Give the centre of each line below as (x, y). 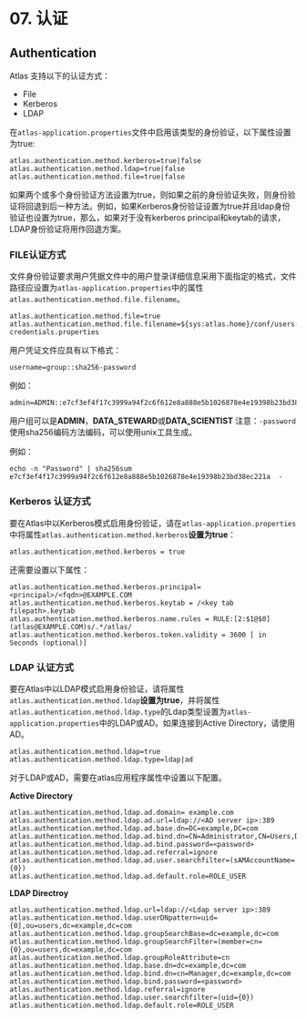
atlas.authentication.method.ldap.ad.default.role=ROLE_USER (128, 876)
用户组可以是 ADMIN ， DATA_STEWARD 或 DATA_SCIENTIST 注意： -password (153, 421)
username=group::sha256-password (73, 368)
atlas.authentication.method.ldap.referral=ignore (107, 989)
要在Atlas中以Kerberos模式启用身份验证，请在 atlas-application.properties (153, 523)
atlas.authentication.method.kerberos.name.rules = (109, 619)
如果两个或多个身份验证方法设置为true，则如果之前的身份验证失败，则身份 (149, 195)
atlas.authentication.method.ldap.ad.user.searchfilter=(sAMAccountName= (153, 860)
